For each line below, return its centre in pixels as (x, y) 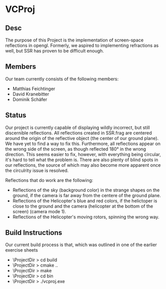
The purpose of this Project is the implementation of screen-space (74, 40)
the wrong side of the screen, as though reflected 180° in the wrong (76, 149)
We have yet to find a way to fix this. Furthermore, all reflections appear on (83, 143)
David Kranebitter (31, 94)
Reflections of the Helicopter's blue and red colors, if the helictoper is (85, 201)
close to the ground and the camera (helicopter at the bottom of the (83, 206)
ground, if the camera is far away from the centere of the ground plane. (87, 195)
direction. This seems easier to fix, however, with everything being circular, (83, 154)
